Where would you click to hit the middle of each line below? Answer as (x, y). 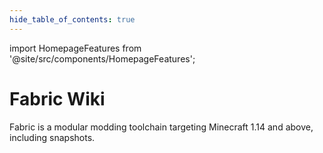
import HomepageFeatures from (75, 48)
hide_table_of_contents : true (72, 19)
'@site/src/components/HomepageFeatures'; (102, 58)
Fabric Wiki (57, 98)
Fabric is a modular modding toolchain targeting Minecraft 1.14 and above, (161, 127)
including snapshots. (52, 137)
